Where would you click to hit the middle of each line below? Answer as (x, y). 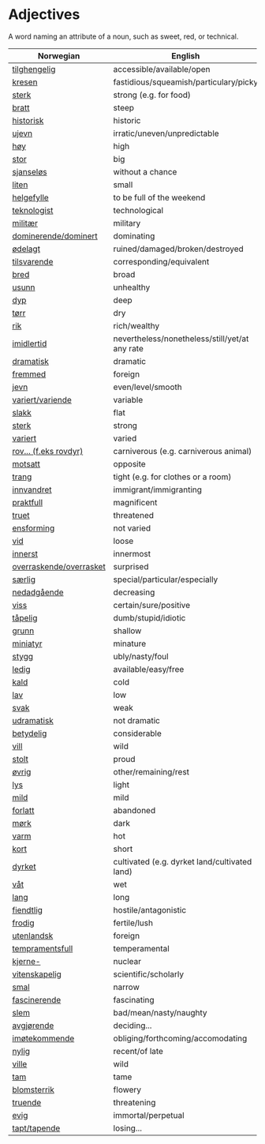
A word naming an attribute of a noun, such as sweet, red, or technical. (123, 36)
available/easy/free (149, 669)
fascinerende (37, 1000)
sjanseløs (30, 171)
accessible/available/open (162, 69)
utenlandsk (33, 936)
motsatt (26, 463)
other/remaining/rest (151, 771)
